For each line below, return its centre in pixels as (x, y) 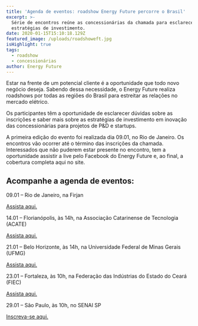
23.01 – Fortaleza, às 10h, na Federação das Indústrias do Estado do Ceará (97, 276)
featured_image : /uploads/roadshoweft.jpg (59, 39)
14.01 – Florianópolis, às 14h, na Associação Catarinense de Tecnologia (92, 218)
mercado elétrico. (27, 102)
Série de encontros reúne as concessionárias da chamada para (89, 22)
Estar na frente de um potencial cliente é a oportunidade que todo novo (93, 83)
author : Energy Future (34, 66)
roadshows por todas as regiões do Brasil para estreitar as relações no (92, 96)
